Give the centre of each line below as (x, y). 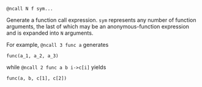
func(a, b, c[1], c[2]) (37, 78)
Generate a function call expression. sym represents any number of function (101, 20)
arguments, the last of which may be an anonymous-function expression (98, 26)
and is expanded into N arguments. (50, 33)
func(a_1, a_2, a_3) (33, 56)
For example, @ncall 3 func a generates (58, 45)
